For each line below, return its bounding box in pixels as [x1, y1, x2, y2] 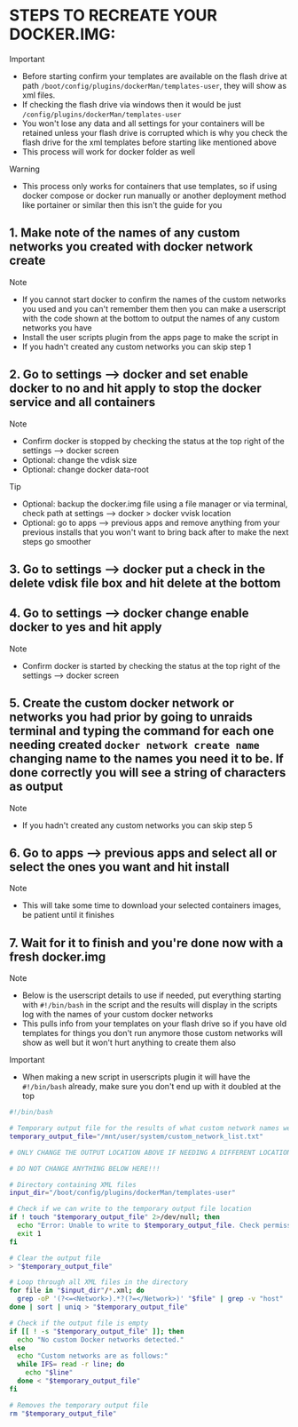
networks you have [21, 322, 93, 333]
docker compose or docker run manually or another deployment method [21, 190, 286, 201]
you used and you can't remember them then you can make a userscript [21, 303, 286, 314]
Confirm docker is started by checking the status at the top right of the [21, 660, 281, 671]
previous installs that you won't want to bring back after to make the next [21, 526, 289, 538]
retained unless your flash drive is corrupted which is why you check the [21, 127, 288, 138]
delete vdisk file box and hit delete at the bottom [9, 575, 281, 591]
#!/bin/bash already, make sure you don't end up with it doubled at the [21, 1081, 281, 1092]
